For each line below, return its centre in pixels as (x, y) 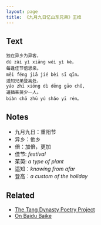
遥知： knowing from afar (45, 169)
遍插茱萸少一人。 (24, 92)
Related (21, 195)
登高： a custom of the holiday (51, 176)
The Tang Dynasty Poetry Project (55, 209)
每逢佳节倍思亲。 (24, 69)
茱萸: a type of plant (39, 162)
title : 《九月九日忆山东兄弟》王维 (44, 17)
